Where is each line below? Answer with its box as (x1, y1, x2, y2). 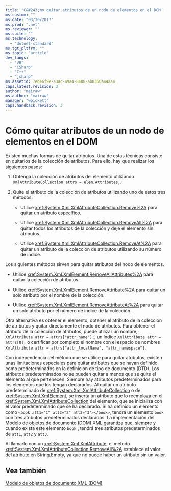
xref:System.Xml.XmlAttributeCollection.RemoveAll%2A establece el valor (5, 446, 161, 453)
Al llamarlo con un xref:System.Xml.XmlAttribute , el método (5, 441, 130, 447)
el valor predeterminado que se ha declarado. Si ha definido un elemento (5, 403, 159, 410)
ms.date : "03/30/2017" (5, 17, 54, 22)
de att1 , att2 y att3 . (5, 431, 48, 437)
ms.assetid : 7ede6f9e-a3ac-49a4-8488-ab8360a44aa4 (5, 79, 115, 84)
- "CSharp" (10, 65, 33, 70)
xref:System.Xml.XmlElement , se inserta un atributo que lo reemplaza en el (5, 393, 163, 399)
